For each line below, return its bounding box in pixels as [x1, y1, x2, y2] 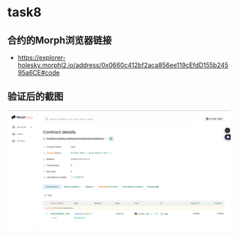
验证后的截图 [7, 91, 64, 103]
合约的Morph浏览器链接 [7, 34, 112, 46]
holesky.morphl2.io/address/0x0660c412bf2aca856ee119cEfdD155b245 [17, 61, 229, 69]
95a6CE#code [17, 69, 60, 76]
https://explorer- [17, 54, 66, 62]
